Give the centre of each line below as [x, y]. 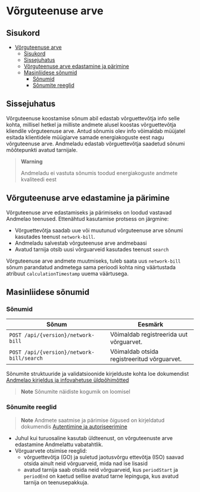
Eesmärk [151, 325]
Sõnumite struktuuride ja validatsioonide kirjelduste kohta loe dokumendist [98, 374]
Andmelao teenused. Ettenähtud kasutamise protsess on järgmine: [87, 219]
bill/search [26, 358]
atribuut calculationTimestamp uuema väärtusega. [68, 273]
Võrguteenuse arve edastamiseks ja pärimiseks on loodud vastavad [89, 212]
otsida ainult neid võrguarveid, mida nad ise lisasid [85, 463]
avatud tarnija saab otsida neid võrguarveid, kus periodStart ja [101, 469]
